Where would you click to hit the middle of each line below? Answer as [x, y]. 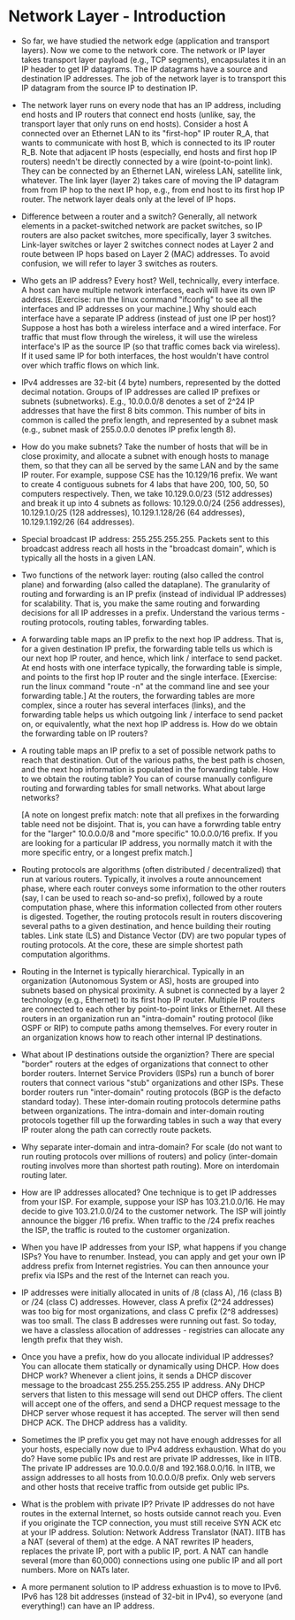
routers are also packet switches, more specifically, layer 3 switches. [146, 235]
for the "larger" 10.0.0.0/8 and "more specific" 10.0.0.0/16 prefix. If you [149, 833]
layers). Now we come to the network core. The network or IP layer [143, 50]
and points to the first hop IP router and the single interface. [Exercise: [149, 677]
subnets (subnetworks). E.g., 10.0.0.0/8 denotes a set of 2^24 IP [138, 401]
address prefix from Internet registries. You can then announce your [145, 1266]
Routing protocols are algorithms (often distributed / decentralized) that [151, 869]
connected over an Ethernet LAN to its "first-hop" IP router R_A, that [145, 133]
